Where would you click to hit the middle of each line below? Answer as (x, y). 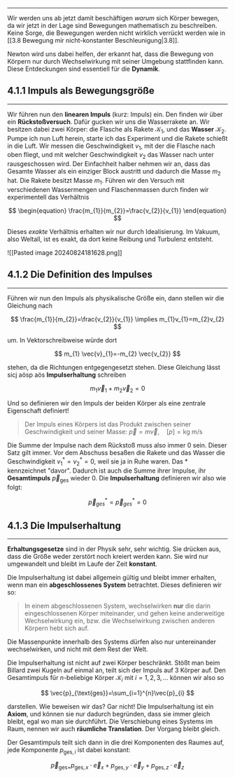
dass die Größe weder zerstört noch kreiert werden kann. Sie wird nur (108, 556)
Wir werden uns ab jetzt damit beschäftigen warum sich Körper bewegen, (114, 18)
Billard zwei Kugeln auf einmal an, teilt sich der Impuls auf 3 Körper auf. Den (116, 670)
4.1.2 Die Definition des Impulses (80, 275)
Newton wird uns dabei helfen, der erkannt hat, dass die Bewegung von (111, 54)
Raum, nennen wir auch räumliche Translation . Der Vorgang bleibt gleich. (114, 728)
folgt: (15, 487)
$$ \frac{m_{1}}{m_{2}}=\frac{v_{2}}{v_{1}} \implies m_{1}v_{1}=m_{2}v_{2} (117, 319)
